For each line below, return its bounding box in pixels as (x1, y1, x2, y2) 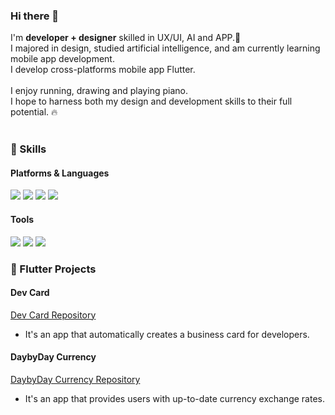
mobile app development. (10, 53, 115, 65)
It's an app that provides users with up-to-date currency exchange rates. (24, 392, 325, 404)
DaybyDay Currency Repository (10, 373, 141, 385)
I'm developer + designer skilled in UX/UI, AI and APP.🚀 (10, 32, 242, 44)
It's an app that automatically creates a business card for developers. (24, 328, 310, 340)
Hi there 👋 (10, 9, 60, 23)
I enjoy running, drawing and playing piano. (10, 85, 188, 97)
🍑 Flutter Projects (10, 262, 97, 276)
